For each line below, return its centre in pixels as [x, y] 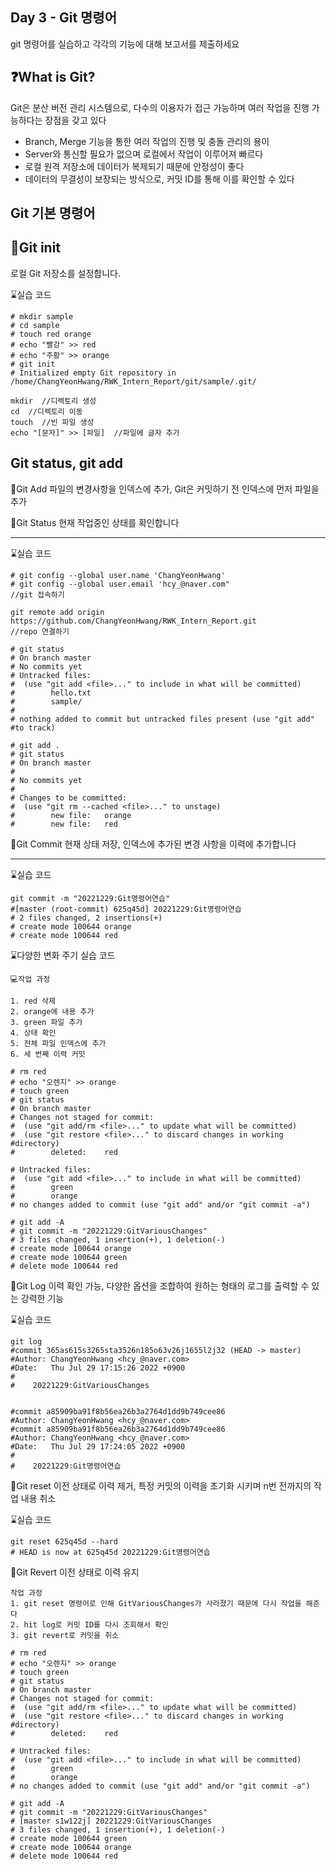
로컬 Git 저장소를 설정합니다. [65, 273]
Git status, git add [67, 463]
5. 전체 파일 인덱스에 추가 [58, 1043]
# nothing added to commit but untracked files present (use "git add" [162, 719]
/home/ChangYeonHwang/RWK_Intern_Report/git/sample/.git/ [133, 381]
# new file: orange [71, 815]
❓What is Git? [53, 77]
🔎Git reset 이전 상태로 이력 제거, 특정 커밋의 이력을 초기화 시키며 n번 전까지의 [161, 1485]
